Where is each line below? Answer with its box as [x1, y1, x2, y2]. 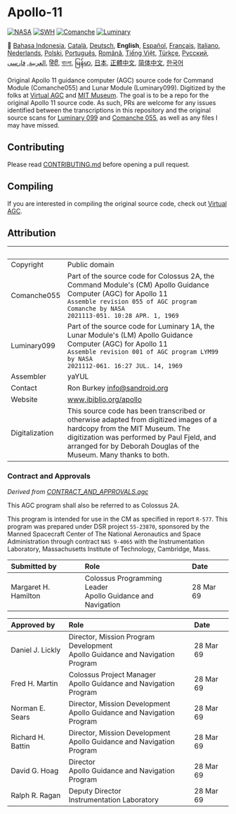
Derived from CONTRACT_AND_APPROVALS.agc [7, 487, 149, 495]
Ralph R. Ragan [11, 790, 61, 800]
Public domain [67, 260, 114, 270]
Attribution [7, 227, 56, 239]
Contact [11, 383, 37, 393]
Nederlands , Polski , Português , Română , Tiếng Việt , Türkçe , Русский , [7, 49, 209, 57]
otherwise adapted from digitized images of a [67, 415, 218, 425]
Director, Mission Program [68, 631, 155, 641]
